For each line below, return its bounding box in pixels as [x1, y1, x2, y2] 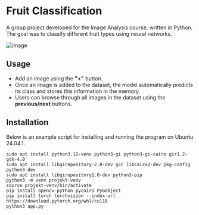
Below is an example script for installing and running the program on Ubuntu [6, 133, 194, 141]
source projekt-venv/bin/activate [6, 182, 92, 188]
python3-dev [6, 167, 36, 173]
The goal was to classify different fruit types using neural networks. [6, 30, 172, 37]
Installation [6, 117, 49, 127]
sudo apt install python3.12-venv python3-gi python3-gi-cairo [6, 151, 167, 157]
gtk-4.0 [6, 156, 26, 162]
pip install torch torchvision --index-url [6, 192, 116, 199]
